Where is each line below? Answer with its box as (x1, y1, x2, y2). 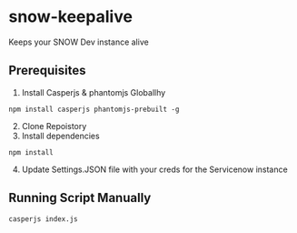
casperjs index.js (8, 214, 78, 224)
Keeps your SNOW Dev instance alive (8, 36, 149, 47)
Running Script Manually (8, 190, 152, 206)
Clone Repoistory (21, 120, 87, 131)
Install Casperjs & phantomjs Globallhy (21, 86, 166, 97)
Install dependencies (21, 130, 101, 141)
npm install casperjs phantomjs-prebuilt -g (8, 105, 180, 114)
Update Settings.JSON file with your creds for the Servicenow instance (21, 164, 288, 175)
